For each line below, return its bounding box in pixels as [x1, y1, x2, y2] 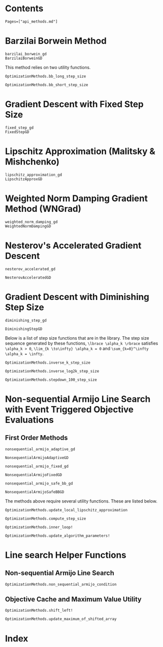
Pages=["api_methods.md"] [5, 19, 58, 24]
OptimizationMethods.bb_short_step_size [5, 82, 89, 87]
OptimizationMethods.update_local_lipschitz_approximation [5, 508, 128, 512]
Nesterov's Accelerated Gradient [5, 240, 142, 251]
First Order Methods [5, 434, 68, 442]
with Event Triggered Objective [5, 404, 134, 415]
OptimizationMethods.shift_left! [5, 608, 73, 613]
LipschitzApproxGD [5, 177, 42, 182]
